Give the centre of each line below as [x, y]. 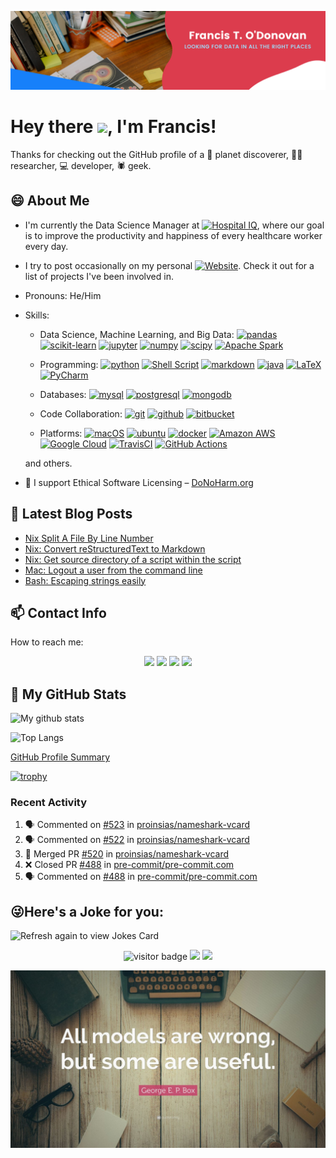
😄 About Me [50, 201]
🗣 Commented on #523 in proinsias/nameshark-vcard [137, 825]
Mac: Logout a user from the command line [113, 570]
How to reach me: [47, 642]
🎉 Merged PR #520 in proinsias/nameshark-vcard [127, 854]
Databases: [63, 394]
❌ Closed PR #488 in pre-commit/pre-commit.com [129, 865]
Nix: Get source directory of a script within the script [133, 559]
